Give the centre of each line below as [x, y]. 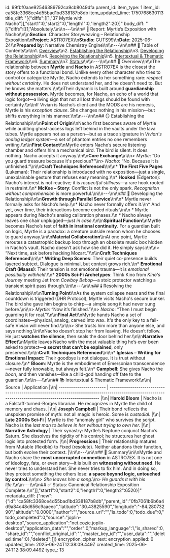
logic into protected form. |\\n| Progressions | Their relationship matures [81, 441]
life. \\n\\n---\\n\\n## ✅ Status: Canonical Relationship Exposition [72, 485]
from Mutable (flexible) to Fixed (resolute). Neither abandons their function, [84, 447]
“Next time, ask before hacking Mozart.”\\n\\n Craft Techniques [71, 253]
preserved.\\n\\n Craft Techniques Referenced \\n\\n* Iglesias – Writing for [83, 353]
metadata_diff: [20, 496]
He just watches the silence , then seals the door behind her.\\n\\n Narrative [84, 336]
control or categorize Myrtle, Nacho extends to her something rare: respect [84, 78]
